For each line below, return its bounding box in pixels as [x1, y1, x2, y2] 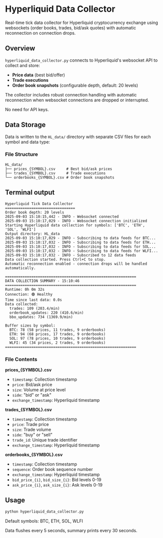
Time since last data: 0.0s [5, 297, 62, 302]
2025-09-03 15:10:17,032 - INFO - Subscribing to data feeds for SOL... [5, 244, 156, 249]
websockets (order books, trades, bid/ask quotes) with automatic [5, 24, 137, 30]
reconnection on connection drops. [5, 30, 76, 36]
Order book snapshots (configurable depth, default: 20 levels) [12, 82, 138, 88]
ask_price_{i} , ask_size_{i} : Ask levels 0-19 [12, 482, 102, 488]
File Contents [5, 356, 38, 363]
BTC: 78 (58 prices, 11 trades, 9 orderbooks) [9, 327, 106, 332]
